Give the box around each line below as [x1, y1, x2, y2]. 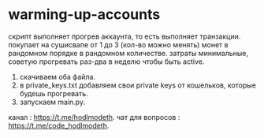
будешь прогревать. [19, 88, 88, 98]
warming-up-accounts [8, 6, 161, 24]
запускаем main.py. [19, 97, 85, 106]
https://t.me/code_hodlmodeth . [8, 121, 110, 130]
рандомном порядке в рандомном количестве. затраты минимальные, [8, 48, 249, 58]
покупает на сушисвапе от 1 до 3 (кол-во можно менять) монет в [8, 39, 229, 49]
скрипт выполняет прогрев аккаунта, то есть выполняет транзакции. [8, 32, 241, 41]
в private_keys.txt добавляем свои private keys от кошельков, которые [19, 80, 256, 90]
